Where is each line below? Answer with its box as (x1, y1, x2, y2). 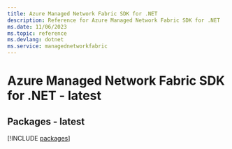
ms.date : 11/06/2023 (7, 23, 68, 30)
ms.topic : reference (7, 29, 68, 37)
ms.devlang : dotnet (7, 36, 64, 43)
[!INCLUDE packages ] (7, 134, 71, 142)
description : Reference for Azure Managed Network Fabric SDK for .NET (7, 17, 220, 24)
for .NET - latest (7, 88, 101, 104)
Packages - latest (7, 115, 85, 127)
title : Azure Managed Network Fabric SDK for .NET (7, 10, 158, 17)
